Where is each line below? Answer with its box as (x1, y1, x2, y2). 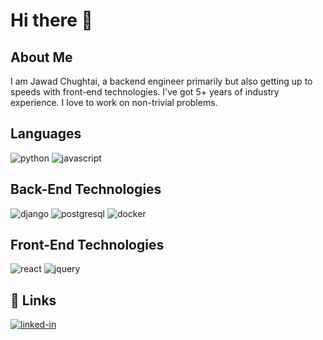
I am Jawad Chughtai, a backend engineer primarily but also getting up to (10, 75, 313, 87)
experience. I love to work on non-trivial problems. (10, 97, 218, 108)
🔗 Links (10, 292, 57, 309)
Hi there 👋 (10, 9, 93, 32)
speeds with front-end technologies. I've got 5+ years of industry (10, 86, 280, 98)
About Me (10, 49, 73, 66)
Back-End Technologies (10, 181, 162, 198)
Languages (10, 125, 82, 143)
